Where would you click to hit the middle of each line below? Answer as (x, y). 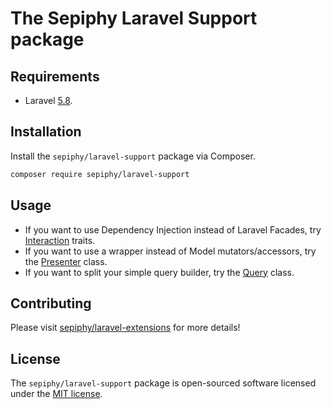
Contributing (51, 303)
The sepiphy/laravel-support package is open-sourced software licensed (163, 383)
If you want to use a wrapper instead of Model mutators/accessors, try (170, 251)
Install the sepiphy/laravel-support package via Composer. (133, 156)
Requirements (55, 76)
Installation (46, 132)
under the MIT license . (56, 394)
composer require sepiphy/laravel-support (100, 174)
